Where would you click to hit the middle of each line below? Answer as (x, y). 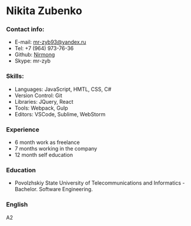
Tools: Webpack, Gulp (41, 108)
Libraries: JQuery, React (44, 101)
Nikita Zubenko (44, 11)
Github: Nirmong (35, 55)
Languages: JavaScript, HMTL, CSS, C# (63, 89)
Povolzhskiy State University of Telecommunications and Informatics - (100, 183)
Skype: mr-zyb (33, 61)
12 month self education (44, 155)
